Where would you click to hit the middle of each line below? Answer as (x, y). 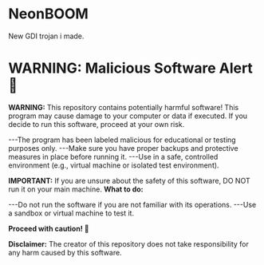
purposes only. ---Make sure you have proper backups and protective (123, 148)
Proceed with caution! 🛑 (49, 228)
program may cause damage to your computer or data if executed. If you (128, 116)
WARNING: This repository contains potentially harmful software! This (124, 107)
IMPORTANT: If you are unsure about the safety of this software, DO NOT (129, 180)
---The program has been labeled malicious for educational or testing (122, 140)
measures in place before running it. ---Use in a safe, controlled (113, 156)
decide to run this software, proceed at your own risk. (97, 124)
